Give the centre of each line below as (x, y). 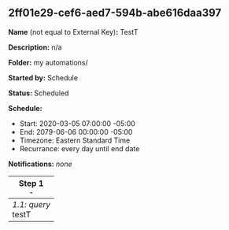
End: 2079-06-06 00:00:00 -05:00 (76, 132)
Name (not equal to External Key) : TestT (73, 32)
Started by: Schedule (43, 77)
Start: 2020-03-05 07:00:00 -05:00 (78, 123)
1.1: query (31, 204)
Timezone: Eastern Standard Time (75, 140)
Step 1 (31, 183)
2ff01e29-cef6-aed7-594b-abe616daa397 (115, 13)
